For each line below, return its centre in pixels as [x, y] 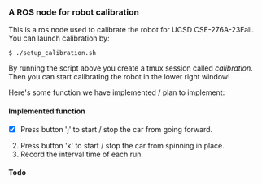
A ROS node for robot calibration [74, 12]
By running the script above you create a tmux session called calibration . [131, 68]
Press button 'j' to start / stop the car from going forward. [116, 129]
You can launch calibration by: [59, 38]
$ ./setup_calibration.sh [52, 53]
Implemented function [47, 111]
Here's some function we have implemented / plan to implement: [117, 92]
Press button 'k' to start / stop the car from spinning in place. [122, 145]
